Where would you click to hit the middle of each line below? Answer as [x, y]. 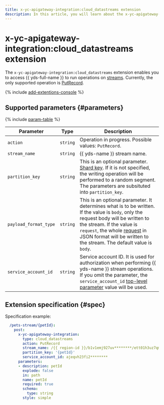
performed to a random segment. [118, 180]
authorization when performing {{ [118, 263]
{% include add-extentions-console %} [44, 92]
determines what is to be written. [117, 206]
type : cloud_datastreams [48, 339]
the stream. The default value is [116, 243]
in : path [31, 375]
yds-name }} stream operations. [117, 269]
